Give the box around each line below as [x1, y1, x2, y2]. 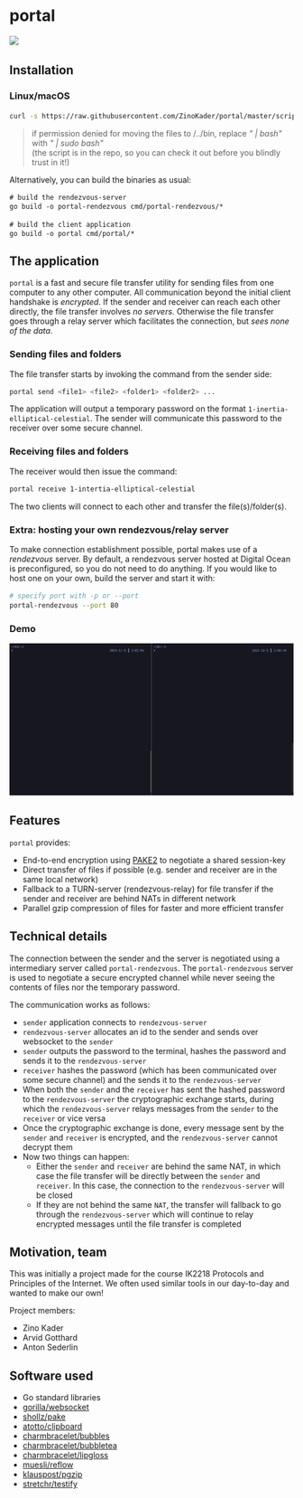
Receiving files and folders [9, 445, 129, 457]
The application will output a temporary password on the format [9, 403, 246, 414]
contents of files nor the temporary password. [9, 982, 180, 993]
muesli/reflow [22, 1459, 74, 1470]
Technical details [9, 928, 108, 945]
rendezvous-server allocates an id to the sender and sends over [22, 1026, 259, 1037]
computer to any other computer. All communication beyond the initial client [9, 287, 291, 298]
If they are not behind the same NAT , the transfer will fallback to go [35, 1199, 282, 1210]
